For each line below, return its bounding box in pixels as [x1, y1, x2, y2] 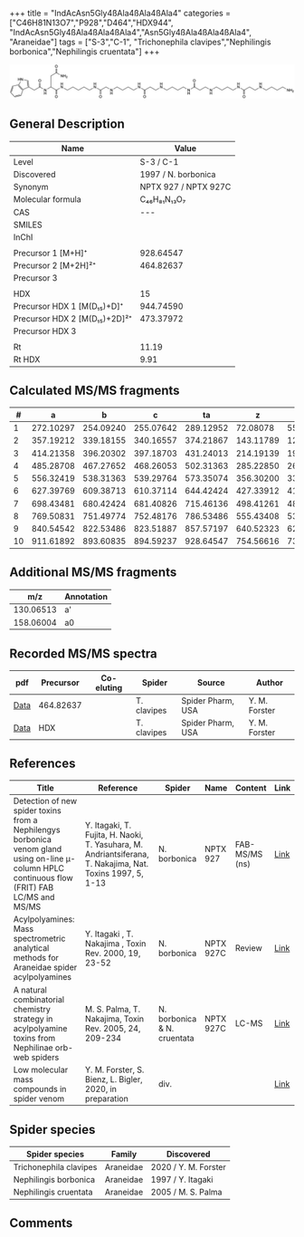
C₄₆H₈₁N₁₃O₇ [139, 194, 186, 205]
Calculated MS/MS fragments [9, 382, 180, 398]
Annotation [64, 591, 109, 602]
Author [256, 677, 283, 688]
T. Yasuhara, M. [84, 839, 143, 849]
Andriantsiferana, [84, 849, 149, 859]
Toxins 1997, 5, [84, 868, 145, 878]
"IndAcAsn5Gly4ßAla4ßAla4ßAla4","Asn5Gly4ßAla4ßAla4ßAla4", [9, 27, 252, 37]
